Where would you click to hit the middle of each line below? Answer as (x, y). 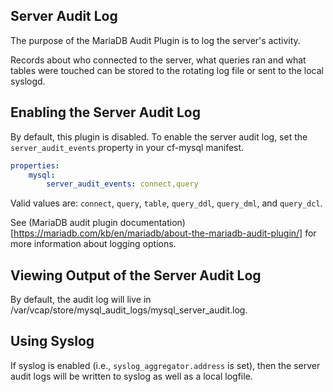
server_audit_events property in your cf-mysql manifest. (127, 147)
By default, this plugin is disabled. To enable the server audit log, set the (159, 136)
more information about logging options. (93, 244)
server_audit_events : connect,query (122, 184)
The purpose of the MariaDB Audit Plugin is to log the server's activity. (155, 40)
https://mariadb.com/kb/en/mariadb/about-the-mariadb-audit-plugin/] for (165, 233)
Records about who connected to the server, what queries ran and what (158, 60)
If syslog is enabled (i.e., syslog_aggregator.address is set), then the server (165, 365)
